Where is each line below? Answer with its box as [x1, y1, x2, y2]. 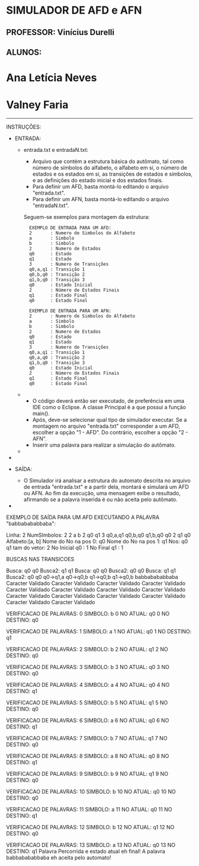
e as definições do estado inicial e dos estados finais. [32, 177, 163, 184]
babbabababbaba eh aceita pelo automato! [6, 854, 111, 861]
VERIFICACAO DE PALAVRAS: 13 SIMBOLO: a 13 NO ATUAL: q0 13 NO [6, 842, 176, 849]
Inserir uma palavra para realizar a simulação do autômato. [32, 441, 176, 448]
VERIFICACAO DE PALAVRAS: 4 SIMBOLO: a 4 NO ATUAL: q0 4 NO [6, 682, 170, 689]
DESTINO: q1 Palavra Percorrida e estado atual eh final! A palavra [6, 848, 166, 855]
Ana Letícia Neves [6, 71, 97, 85]
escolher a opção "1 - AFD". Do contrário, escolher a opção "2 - [32, 429, 188, 436]
